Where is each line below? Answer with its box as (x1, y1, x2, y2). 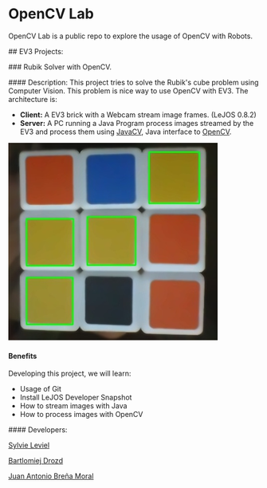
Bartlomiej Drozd (8, 456, 64, 466)
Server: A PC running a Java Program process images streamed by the (19, 118, 254, 128)
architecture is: (8, 94, 57, 104)
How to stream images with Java (19, 401, 128, 411)
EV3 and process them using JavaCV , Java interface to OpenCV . (19, 127, 232, 136)
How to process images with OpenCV (19, 410, 143, 419)
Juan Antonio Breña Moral (8, 471, 94, 481)
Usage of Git (19, 384, 62, 394)
